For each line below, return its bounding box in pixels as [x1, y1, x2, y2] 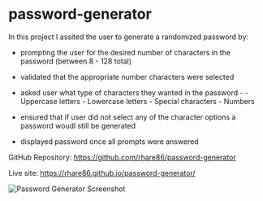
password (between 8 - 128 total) [19, 56, 132, 66]
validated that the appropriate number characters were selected [19, 72, 235, 81]
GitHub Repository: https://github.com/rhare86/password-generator [8, 152, 237, 162]
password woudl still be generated [19, 120, 136, 130]
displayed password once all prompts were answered [19, 136, 199, 146]
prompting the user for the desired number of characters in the [19, 47, 231, 57]
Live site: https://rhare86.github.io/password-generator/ [8, 168, 196, 177]
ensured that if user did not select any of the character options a [19, 111, 236, 122]
